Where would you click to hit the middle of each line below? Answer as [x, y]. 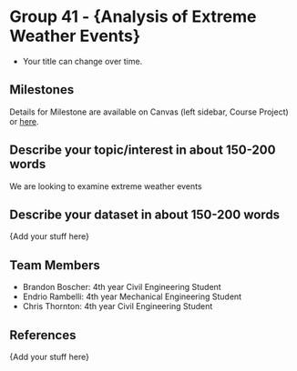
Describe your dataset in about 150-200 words [145, 214]
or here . [24, 121]
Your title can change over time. [82, 61]
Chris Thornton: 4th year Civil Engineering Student [118, 306]
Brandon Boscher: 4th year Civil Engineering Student [122, 287]
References [43, 335]
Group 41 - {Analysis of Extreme [133, 17]
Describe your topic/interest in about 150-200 [143, 150]
